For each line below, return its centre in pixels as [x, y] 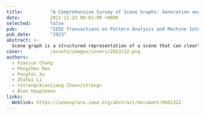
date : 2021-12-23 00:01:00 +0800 [63, 18]
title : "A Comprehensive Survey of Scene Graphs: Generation [98, 12]
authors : [17, 57]
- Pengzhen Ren [31, 68]
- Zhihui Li [27, 80]
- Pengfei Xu [28, 74]
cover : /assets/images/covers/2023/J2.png [73, 52]
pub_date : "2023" [37, 35]
